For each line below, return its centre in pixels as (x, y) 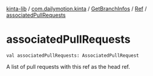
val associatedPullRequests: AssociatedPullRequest (73, 55)
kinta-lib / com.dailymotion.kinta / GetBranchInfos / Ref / (76, 9)
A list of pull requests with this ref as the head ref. (68, 66)
